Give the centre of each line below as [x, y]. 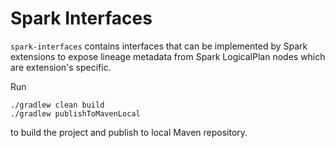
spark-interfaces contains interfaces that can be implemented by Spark [159, 46]
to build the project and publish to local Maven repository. [129, 132]
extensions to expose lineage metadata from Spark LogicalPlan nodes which [168, 56]
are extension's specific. [61, 67]
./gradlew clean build [57, 105]
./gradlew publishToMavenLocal [75, 113]
